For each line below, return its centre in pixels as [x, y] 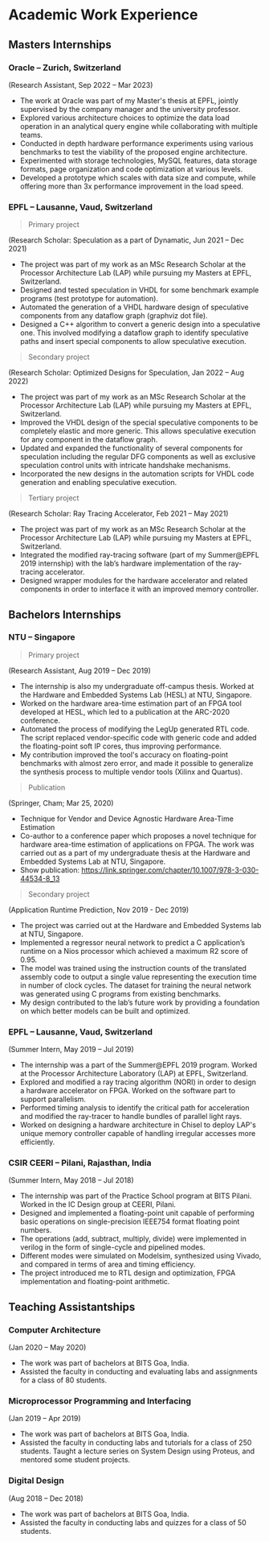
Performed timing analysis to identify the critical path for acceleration [135, 1108]
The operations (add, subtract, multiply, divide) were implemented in [133, 1239]
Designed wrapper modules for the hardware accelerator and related [134, 581]
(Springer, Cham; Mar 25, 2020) [61, 802]
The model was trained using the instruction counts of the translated [133, 968]
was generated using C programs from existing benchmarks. [120, 993]
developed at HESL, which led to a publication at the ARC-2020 [125, 711]
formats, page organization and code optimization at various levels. [131, 169]
